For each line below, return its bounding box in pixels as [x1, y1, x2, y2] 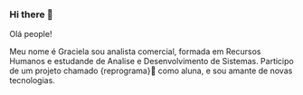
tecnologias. [9, 75, 56, 86]
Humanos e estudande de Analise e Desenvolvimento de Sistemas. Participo [9, 56, 294, 67]
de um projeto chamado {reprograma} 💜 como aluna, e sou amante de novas [9, 65, 293, 76]
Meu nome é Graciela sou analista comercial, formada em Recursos [9, 46, 261, 57]
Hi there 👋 [9, 8, 54, 21]
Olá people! [9, 29, 52, 40]
